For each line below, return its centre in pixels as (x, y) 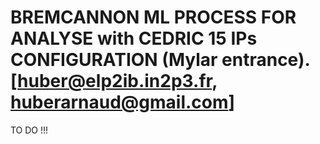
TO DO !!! (29, 130)
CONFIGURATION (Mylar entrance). (160, 60)
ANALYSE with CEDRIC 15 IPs (134, 38)
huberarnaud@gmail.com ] (123, 102)
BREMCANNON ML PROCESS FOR (153, 17)
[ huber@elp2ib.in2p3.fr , (114, 81)
